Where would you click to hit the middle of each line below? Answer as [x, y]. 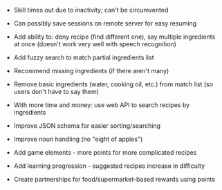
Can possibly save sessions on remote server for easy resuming [105, 23]
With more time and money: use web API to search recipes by [102, 105]
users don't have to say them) [56, 92]
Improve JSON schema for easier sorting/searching [87, 126]
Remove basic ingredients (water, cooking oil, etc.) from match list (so [113, 84]
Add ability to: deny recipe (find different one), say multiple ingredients [114, 37]
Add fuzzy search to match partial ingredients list [84, 57]
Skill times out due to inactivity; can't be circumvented [91, 10]
